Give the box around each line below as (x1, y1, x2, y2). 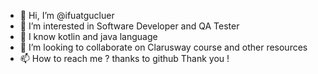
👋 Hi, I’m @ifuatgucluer (19, 10, 115, 21)
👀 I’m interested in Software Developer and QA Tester (19, 20, 240, 32)
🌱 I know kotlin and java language (19, 31, 158, 42)
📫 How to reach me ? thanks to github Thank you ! (19, 53, 230, 64)
